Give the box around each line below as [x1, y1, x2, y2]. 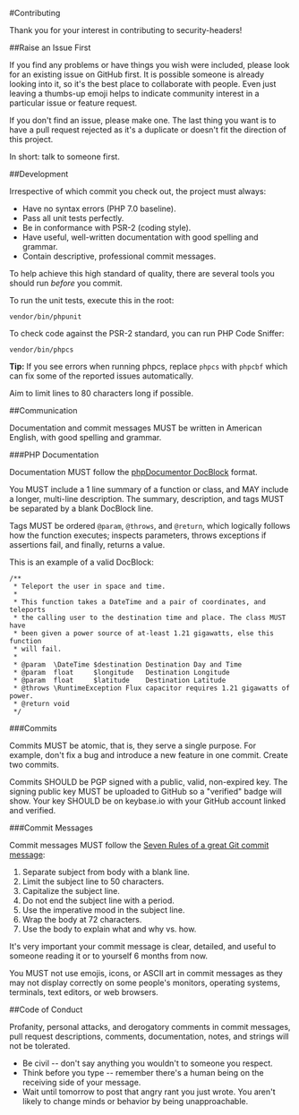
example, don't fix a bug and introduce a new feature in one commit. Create [9, 750, 288, 760]
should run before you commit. [9, 277, 124, 288]
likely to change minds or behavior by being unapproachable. [21, 1096, 249, 1106]
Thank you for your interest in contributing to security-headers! [9, 25, 243, 35]
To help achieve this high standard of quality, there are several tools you [9, 268, 275, 278]
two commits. [9, 760, 60, 770]
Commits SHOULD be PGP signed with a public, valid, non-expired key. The [9, 777, 288, 787]
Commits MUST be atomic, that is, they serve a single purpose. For [9, 740, 257, 751]
